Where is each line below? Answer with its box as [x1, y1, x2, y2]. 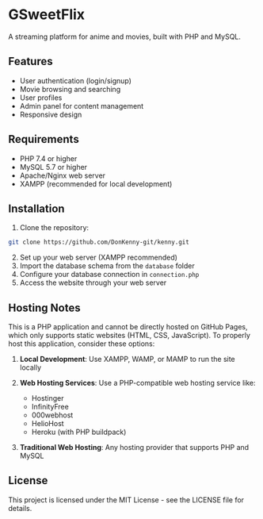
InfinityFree [31, 402, 69, 412]
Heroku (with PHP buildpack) [31, 427, 127, 437]
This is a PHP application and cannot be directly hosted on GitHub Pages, [8, 322, 248, 332]
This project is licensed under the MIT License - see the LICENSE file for [8, 494, 244, 505]
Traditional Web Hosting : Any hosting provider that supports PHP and [19, 443, 250, 452]
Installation [8, 202, 65, 215]
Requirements [8, 133, 79, 146]
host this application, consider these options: [8, 339, 155, 348]
